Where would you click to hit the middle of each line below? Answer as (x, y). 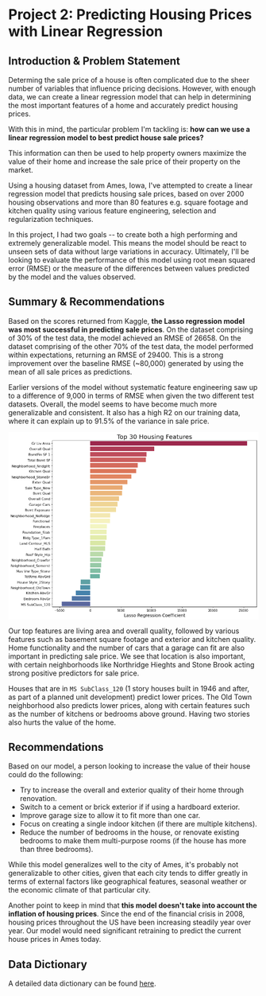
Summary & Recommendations (87, 302)
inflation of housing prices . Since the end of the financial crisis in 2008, (127, 914)
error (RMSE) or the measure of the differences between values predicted (129, 268)
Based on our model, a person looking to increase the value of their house (129, 766)
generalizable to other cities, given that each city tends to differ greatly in (128, 873)
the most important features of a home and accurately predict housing (123, 105)
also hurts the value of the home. (62, 722)
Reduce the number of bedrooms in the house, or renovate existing (129, 832)
